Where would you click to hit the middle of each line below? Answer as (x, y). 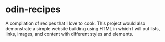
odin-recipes (33, 9)
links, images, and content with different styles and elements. (69, 34)
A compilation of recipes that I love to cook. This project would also (75, 23)
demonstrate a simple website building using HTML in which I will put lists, (83, 28)
